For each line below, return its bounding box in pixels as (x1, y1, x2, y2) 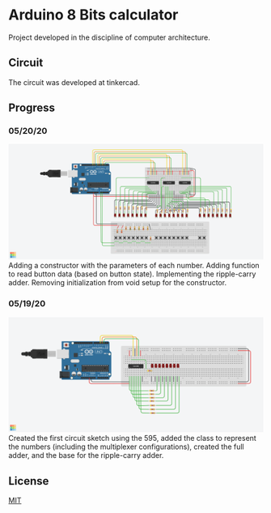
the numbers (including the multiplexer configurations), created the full (8, 442, 244, 451)
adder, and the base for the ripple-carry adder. (8, 451, 164, 460)
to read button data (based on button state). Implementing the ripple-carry (8, 269, 256, 279)
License (8, 474, 49, 488)
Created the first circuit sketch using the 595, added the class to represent (8, 434, 256, 443)
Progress (8, 101, 55, 115)
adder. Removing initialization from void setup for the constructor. (8, 278, 227, 288)
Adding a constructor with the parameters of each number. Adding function (8, 261, 260, 271)
